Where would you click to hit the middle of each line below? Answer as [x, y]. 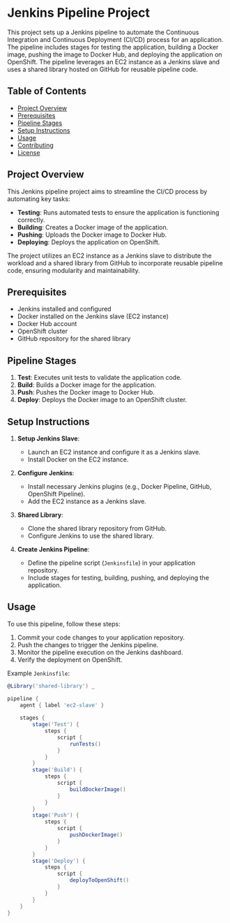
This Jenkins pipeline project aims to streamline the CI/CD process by [107, 191]
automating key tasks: [39, 199]
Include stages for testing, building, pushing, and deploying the [118, 578]
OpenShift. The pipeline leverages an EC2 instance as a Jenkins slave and [114, 61]
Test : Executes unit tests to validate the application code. [100, 378]
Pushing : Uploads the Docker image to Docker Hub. [92, 235]
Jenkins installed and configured [64, 309]
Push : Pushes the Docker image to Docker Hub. [86, 392]
